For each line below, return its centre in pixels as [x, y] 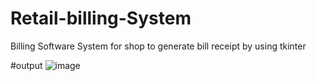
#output [26, 65]
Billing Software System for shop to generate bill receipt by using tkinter [158, 46]
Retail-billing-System [101, 18]
